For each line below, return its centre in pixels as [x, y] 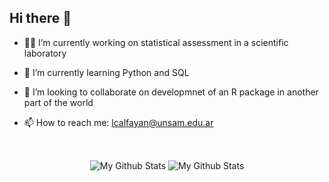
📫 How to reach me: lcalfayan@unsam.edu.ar [118, 122]
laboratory [45, 53]
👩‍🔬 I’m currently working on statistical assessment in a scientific [156, 42]
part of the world [58, 102]
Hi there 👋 [40, 18]
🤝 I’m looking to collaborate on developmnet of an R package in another [171, 92]
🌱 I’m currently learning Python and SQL [106, 72]
